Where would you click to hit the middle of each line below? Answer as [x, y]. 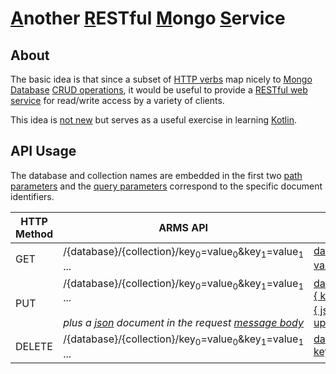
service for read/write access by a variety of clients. [117, 100]
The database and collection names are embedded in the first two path [156, 175]
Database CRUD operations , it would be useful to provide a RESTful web [159, 90]
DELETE [34, 346]
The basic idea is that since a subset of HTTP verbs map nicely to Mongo [161, 79]
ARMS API [183, 227]
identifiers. [32, 196]
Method [34, 234]
